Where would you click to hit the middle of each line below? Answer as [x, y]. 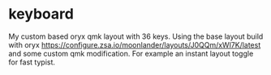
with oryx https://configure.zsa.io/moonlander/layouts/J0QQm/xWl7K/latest [135, 44]
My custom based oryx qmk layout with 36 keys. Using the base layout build [136, 36]
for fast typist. [32, 62]
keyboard [41, 14]
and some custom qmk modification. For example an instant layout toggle [131, 53]
